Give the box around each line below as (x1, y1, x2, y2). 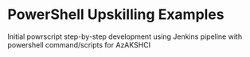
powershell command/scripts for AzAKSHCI (7, 40, 151, 49)
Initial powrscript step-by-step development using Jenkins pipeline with (7, 32, 243, 41)
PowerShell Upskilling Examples (7, 6, 225, 24)
